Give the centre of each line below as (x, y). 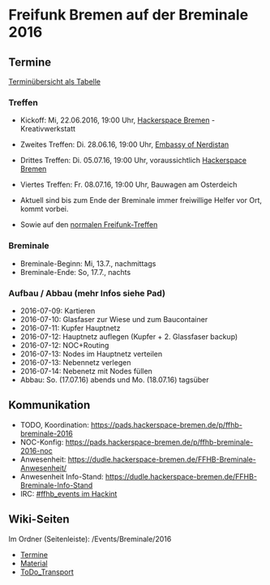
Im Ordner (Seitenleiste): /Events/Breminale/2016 (90, 539)
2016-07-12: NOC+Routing (64, 345)
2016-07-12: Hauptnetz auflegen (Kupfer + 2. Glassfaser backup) (129, 336)
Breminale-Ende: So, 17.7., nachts (75, 272)
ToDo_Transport (47, 572)
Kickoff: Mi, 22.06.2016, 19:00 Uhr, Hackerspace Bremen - (118, 120)
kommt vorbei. (44, 209)
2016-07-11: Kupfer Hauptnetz (70, 328)
